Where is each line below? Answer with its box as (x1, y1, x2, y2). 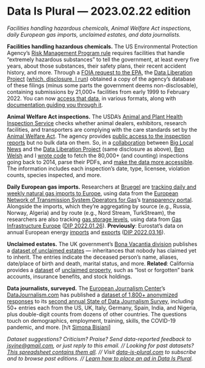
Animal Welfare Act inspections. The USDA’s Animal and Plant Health (7, 113, 183, 120)
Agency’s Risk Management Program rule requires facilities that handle (7, 49, 185, 56)
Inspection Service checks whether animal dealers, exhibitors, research (7, 119, 187, 126)
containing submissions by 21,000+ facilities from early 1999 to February (7, 88, 190, 95)
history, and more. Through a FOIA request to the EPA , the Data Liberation (7, 68, 193, 76)
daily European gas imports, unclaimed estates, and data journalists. (7, 31, 181, 38)
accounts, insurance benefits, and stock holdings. (7, 273, 132, 280)
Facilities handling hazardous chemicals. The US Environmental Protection (7, 43, 198, 50)
